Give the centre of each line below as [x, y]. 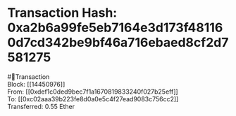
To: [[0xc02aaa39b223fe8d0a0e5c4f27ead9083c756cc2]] [93, 99]
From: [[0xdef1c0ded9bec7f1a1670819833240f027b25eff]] [93, 92]
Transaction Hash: [62, 13]
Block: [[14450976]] [36, 84]
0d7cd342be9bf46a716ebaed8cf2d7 [118, 43]
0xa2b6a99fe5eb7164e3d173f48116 [115, 28]
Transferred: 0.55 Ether [41, 106]
